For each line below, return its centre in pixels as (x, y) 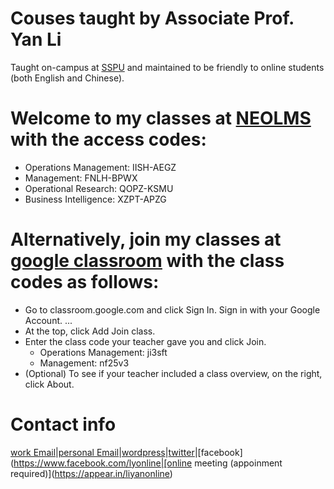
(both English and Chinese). (67, 78)
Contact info (63, 424)
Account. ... (48, 320)
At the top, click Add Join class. (90, 331)
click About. (49, 384)
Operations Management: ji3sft (103, 352)
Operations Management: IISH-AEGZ (100, 167)
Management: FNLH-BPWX (81, 178)
